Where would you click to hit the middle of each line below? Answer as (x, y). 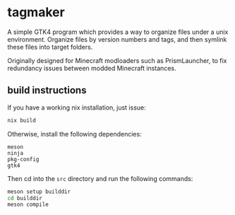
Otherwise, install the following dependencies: (75, 134)
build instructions (47, 90)
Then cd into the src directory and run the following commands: (100, 178)
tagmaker (36, 12)
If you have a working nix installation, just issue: (77, 107)
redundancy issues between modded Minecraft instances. (92, 68)
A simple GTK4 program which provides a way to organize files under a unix (118, 32)
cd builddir (25, 198)
